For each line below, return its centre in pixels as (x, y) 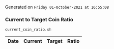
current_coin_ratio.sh (28, 30)
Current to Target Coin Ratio (39, 19)
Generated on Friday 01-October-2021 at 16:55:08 (57, 7)
